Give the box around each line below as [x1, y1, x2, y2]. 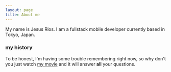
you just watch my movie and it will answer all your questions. [5, 61, 136, 67]
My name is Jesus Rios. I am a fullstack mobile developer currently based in [5, 26, 165, 32]
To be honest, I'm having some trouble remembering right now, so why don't [5, 55, 166, 61]
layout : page [5, 7, 33, 13]
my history [5, 44, 33, 51]
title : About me [5, 12, 40, 17]
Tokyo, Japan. [5, 31, 35, 38]
